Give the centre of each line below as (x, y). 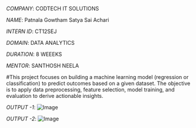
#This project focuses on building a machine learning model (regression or (97, 77)
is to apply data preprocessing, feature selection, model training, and (91, 90)
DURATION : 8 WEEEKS (34, 54)
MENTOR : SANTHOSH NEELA (42, 65)
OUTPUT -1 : (21, 107)
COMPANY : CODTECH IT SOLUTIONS (53, 9)
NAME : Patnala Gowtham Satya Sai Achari (58, 20)
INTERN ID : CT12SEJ (31, 31)
